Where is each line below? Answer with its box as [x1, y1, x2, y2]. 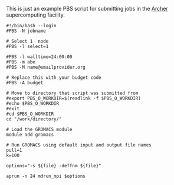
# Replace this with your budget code [6, 75, 101, 81]
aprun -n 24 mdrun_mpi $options [6, 173, 86, 179]
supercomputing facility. [6, 11, 65, 18]
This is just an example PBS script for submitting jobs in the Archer [6, 5, 168, 12]
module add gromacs [6, 132, 54, 138]
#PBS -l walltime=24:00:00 [6, 54, 73, 60]
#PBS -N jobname [6, 28, 46, 34]
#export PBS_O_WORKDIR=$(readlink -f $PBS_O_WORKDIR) [6, 95, 142, 101]
